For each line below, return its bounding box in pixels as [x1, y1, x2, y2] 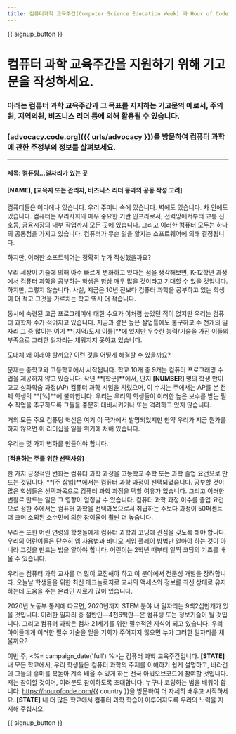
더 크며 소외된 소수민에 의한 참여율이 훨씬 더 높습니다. [7, 513, 153, 521]
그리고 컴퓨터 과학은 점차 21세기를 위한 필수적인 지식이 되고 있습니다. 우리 [22, 619, 223, 627]
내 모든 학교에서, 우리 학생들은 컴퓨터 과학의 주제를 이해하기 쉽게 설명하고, [7, 660, 209, 669]
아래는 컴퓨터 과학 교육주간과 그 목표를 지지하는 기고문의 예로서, [7, 100, 209, 110]
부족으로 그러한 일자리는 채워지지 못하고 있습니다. [7, 335, 143, 344]
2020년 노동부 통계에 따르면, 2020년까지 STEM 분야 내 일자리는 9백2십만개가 [7, 601, 222, 610]
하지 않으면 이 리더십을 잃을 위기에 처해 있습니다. [7, 424, 140, 433]
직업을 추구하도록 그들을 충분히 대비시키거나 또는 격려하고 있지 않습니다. [14, 400, 212, 409]
